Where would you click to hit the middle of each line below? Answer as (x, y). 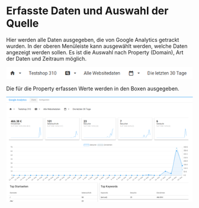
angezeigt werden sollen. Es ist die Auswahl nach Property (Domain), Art (95, 52)
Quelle (23, 23)
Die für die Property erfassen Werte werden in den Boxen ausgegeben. (93, 88)
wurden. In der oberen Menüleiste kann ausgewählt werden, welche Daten (97, 46)
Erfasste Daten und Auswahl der (87, 11)
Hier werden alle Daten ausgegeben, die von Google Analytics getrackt (93, 40)
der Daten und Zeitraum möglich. (46, 58)
